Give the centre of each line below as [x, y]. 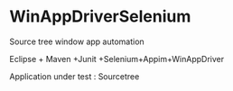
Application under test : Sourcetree [75, 76]
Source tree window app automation [77, 41]
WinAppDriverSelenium [100, 17]
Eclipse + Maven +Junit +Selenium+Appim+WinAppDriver [116, 59]
